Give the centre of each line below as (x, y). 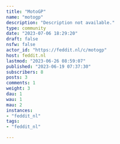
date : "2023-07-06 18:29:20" (42, 34)
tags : (13, 122)
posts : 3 (17, 77)
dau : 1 (14, 94)
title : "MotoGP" (26, 12)
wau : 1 (14, 99)
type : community (26, 28)
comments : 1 (21, 83)
